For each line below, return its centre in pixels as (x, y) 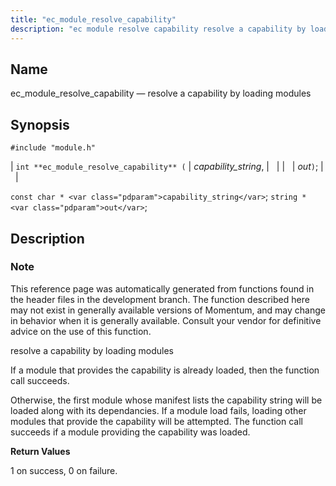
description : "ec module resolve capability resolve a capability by (158, 29)
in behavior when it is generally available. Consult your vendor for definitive (166, 320)
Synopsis (40, 124)
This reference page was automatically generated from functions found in (162, 288)
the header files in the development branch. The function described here (160, 299)
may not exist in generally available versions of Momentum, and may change (168, 310)
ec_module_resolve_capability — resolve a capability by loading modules (161, 93)
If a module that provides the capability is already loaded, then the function (165, 370)
